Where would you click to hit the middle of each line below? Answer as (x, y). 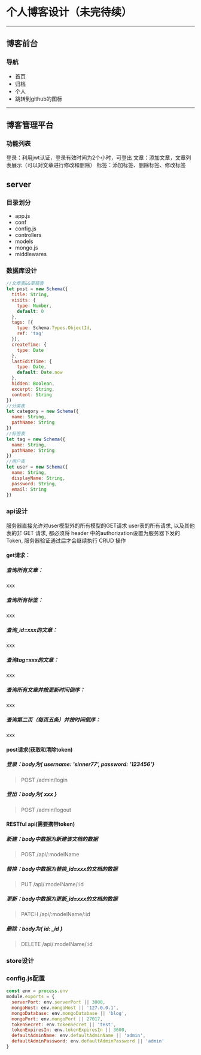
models (24, 241)
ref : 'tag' (31, 334)
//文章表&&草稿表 (25, 284)
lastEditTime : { (32, 361)
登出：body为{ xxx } (31, 794)
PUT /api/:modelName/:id (52, 884)
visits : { (24, 300)
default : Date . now (40, 373)
